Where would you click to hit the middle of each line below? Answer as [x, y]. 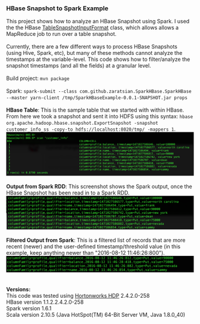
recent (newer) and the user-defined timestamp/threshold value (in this [93, 246]
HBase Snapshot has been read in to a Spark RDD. [68, 193]
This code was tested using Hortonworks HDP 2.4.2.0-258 [78, 296]
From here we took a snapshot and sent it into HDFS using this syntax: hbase [100, 116]
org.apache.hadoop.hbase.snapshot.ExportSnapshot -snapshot [82, 124]
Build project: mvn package [38, 78]
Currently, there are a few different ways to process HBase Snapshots [92, 47]
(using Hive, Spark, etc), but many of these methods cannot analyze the [94, 53]
